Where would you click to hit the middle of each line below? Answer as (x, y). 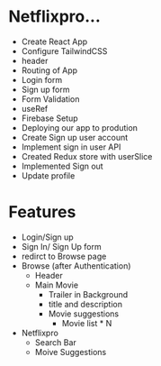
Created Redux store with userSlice (87, 156)
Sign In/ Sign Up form (61, 246)
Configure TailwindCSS (64, 50)
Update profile (48, 175)
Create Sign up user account (75, 137)
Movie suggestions (83, 314)
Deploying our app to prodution (80, 127)
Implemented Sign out (63, 166)
